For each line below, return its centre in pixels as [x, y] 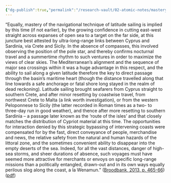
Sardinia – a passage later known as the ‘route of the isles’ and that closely [83, 116]
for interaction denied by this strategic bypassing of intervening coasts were [85, 127]
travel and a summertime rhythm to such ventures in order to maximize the [83, 57]
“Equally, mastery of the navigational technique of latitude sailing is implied [84, 24]
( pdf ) [11, 175]
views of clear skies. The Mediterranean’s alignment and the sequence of [82, 62]
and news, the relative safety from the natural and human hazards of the [81, 137]
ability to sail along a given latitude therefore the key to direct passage [79, 73]
